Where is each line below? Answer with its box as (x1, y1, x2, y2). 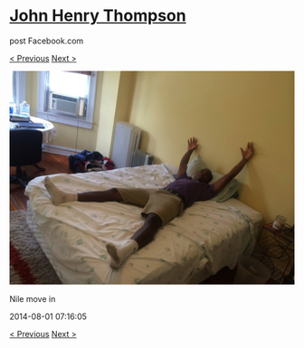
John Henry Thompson (9, 5, 187, 26)
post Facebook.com (9, 35, 84, 46)
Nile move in (9, 293, 56, 304)
